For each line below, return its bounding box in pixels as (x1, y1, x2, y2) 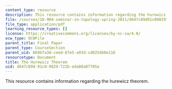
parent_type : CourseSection (5, 45, 66, 50)
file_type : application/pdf (5, 21, 66, 27)
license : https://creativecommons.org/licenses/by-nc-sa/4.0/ (5, 31, 141, 36)
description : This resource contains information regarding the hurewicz (5, 12, 166, 17)
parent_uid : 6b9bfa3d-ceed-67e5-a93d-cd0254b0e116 (5, 50, 116, 55)
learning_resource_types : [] (5, 26, 68, 32)
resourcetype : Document (5, 54, 56, 60)
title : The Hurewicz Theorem (5, 60, 68, 65)
